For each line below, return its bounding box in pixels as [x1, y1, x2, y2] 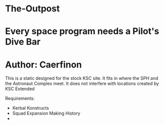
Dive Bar [5, 36, 41, 48]
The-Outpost [5, 3, 60, 14]
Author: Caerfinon [5, 59, 82, 70]
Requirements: [5, 95, 35, 102]
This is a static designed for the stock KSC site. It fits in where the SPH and [5, 75, 159, 81]
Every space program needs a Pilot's [5, 26, 160, 37]
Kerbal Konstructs [12, 105, 50, 111]
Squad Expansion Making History [12, 110, 81, 117]
